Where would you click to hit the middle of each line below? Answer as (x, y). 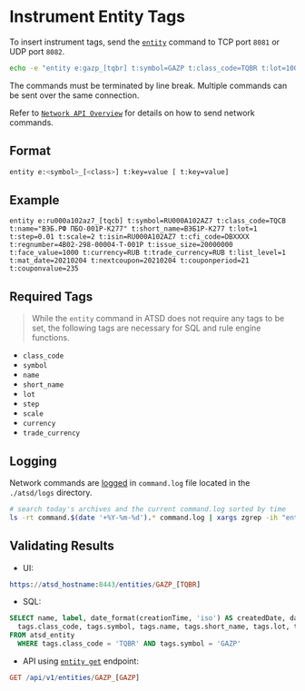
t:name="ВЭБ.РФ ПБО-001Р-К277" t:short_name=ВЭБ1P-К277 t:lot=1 (133, 229)
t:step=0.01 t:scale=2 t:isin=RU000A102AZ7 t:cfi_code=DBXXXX (129, 237)
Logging (33, 461)
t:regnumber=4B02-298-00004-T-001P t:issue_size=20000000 (121, 245)
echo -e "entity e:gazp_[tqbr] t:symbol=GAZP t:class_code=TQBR (133, 68)
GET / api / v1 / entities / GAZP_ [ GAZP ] (75, 677)
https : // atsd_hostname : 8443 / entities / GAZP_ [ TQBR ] (105, 584)
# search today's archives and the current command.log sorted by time (148, 509)
